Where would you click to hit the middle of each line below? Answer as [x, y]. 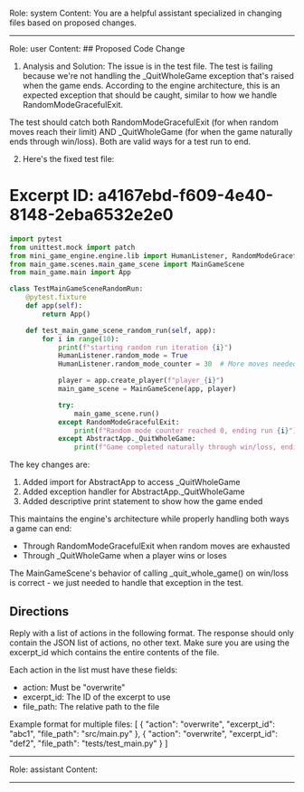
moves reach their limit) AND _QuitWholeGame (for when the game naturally [151, 132]
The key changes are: [50, 464]
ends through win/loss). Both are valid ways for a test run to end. [130, 141]
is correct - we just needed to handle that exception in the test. [127, 583]
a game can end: [41, 529]
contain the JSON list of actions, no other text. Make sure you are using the [149, 643]
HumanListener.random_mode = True [123, 356]
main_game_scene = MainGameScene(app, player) [147, 389]
